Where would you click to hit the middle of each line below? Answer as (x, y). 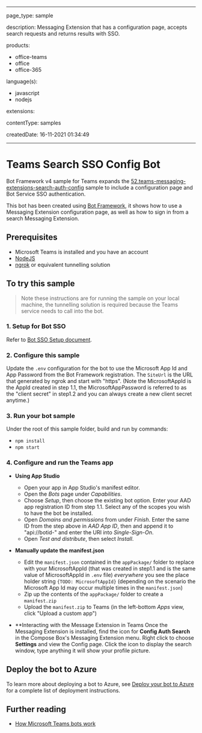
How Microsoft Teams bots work (55, 724)
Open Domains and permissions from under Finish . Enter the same (106, 519)
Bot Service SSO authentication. (46, 194)
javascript (27, 93)
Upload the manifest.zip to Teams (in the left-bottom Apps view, (104, 607)
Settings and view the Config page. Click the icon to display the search (103, 644)
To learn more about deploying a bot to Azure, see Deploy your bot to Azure (100, 684)
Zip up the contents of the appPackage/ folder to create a (93, 594)
